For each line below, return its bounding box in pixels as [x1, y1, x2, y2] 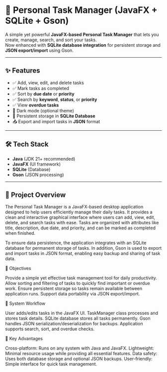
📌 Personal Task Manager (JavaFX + [5, 4, 158, 16]
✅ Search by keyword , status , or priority [12, 96, 97, 102]
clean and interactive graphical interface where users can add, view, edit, [5, 214, 156, 220]
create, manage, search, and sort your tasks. [5, 37, 97, 43]
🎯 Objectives [5, 266, 31, 272]
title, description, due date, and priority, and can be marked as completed [5, 225, 156, 231]
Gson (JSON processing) [12, 172, 64, 178]
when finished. [5, 230, 36, 236]
